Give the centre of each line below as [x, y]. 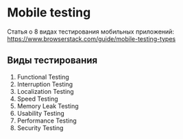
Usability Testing [41, 113]
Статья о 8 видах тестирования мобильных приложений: [91, 31]
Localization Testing [45, 91]
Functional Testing [43, 77]
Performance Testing [47, 121]
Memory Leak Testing [48, 106]
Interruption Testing [45, 84]
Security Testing [40, 127]
